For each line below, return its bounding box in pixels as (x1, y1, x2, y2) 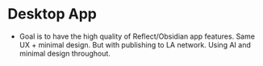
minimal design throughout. (19, 48, 111, 58)
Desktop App (7, 5, 98, 23)
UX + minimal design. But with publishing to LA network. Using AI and (19, 39, 251, 49)
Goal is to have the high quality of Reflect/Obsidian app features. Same (19, 31, 256, 41)
